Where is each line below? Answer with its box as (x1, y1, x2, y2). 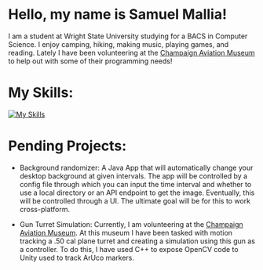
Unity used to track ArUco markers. (19, 253, 135, 262)
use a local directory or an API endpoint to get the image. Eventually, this (19, 188, 255, 197)
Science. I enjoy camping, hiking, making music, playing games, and (8, 39, 229, 49)
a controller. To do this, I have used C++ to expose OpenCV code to (19, 244, 239, 254)
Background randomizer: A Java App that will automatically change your (19, 163, 254, 172)
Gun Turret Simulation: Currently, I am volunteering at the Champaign (19, 219, 243, 229)
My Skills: (8, 84, 74, 102)
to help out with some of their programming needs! (8, 56, 173, 66)
